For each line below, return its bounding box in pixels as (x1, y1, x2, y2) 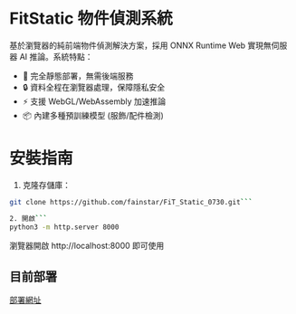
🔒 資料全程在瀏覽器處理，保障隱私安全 (22, 81, 166, 92)
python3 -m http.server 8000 (9, 223, 119, 232)
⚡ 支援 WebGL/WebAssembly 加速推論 (22, 96, 167, 107)
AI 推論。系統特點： (19, 51, 93, 62)
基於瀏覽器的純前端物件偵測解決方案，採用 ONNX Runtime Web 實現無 (9, 40, 272, 51)
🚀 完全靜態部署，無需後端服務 (22, 70, 134, 81)
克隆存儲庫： (22, 179, 71, 190)
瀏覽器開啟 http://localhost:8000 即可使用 (9, 240, 165, 251)
